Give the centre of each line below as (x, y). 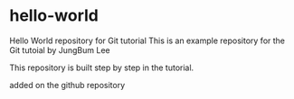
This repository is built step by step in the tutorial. (102, 67)
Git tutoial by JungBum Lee (60, 49)
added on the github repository (67, 85)
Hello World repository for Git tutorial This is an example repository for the (147, 40)
